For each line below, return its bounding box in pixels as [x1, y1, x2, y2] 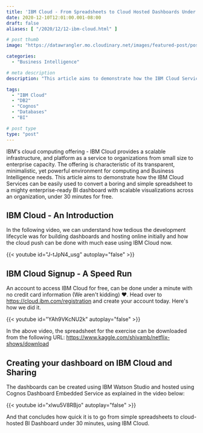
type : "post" [6, 131, 39, 137]
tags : [6, 86, 20, 93]
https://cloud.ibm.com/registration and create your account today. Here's [6, 297, 188, 305]
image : [6, 42, 23, 48]
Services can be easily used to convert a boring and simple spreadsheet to [6, 180, 193, 187]
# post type [6, 125, 36, 131]
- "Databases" [11, 109, 47, 115]
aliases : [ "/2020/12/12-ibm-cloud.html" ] [6, 25, 118, 32]
